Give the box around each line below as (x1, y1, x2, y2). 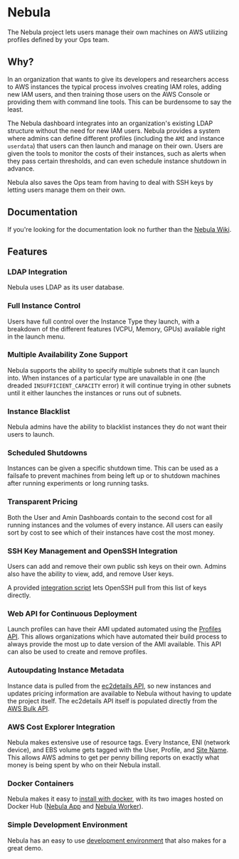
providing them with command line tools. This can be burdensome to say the (7, 97, 232, 106)
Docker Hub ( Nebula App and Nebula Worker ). (7, 802, 144, 811)
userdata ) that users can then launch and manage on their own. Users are (7, 142, 223, 150)
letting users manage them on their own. (7, 186, 126, 194)
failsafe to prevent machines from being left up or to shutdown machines (7, 471, 221, 480)
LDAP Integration (7, 267, 68, 277)
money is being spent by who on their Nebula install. (7, 760, 161, 769)
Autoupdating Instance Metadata (7, 666, 124, 676)
